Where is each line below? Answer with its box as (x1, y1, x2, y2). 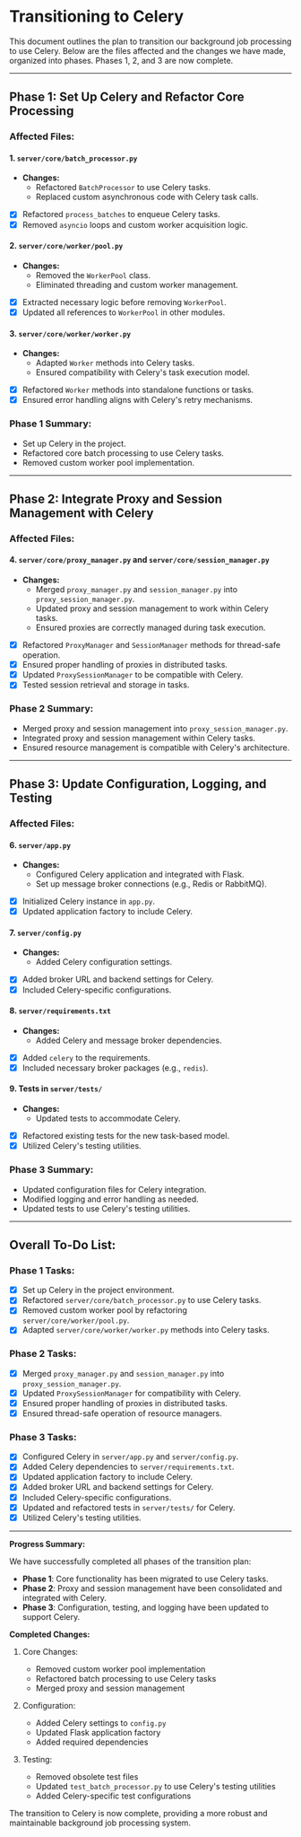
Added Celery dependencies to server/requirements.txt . (21, 1461, 235, 1473)
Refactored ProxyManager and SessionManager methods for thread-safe (21, 640, 281, 651)
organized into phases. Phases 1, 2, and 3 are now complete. (9, 55, 234, 66)
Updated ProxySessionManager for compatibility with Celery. (21, 1387, 242, 1398)
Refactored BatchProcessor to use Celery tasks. (35, 182, 211, 193)
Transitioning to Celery (9, 6, 185, 27)
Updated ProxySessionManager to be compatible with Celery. (21, 669, 244, 680)
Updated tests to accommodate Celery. (35, 1113, 181, 1124)
